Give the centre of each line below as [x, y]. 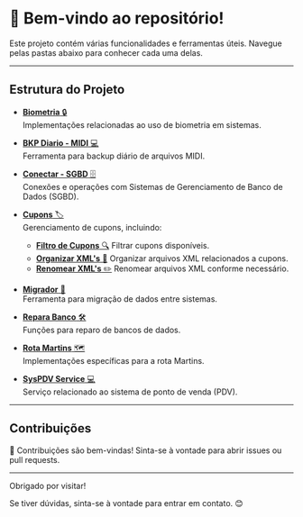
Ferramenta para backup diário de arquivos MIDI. [114, 156]
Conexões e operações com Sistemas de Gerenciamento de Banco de [152, 186]
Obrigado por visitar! [48, 485]
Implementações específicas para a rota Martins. [113, 360]
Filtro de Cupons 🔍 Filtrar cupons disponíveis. [123, 245]
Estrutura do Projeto [67, 90]
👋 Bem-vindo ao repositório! [117, 18]
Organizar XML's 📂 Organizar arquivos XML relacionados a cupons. [162, 258]
